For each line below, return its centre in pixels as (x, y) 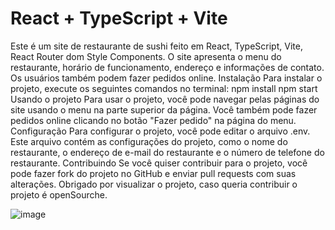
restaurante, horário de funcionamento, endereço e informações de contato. (167, 67)
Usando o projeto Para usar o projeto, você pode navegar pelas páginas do (165, 99)
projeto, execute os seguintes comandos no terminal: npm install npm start (164, 88)
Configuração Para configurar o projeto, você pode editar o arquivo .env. (160, 131)
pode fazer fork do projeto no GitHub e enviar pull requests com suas (153, 173)
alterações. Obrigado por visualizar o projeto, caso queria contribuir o (154, 184)
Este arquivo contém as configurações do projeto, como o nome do (149, 141)
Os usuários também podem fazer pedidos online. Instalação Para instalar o (166, 78)
